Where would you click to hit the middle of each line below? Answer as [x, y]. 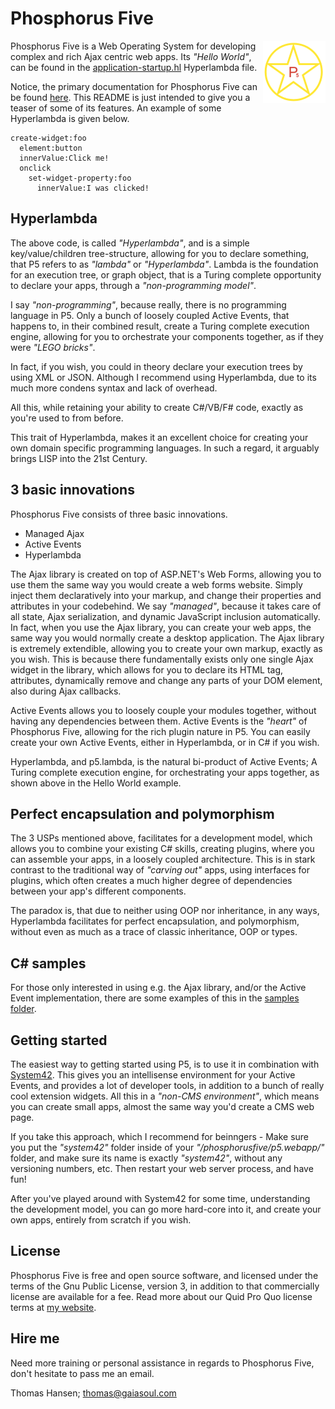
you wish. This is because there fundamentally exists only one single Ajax [162, 659]
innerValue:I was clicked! [93, 188]
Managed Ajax [54, 533]
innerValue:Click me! [64, 158]
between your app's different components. [98, 891]
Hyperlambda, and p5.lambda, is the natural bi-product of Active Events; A [164, 761]
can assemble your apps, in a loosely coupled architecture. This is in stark [163, 859]
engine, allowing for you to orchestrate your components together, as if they [167, 336]
